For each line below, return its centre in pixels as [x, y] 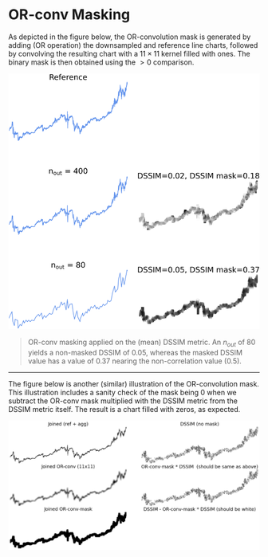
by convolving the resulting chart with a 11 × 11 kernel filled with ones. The [129, 53]
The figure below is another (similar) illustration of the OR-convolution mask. [134, 384]
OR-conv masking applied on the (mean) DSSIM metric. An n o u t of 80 [142, 343]
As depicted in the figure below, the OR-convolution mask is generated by [130, 37]
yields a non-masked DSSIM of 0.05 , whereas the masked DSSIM [135, 353]
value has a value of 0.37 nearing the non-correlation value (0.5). [134, 361]
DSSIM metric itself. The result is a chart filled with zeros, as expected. [124, 410]
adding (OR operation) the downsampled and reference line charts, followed [133, 45]
